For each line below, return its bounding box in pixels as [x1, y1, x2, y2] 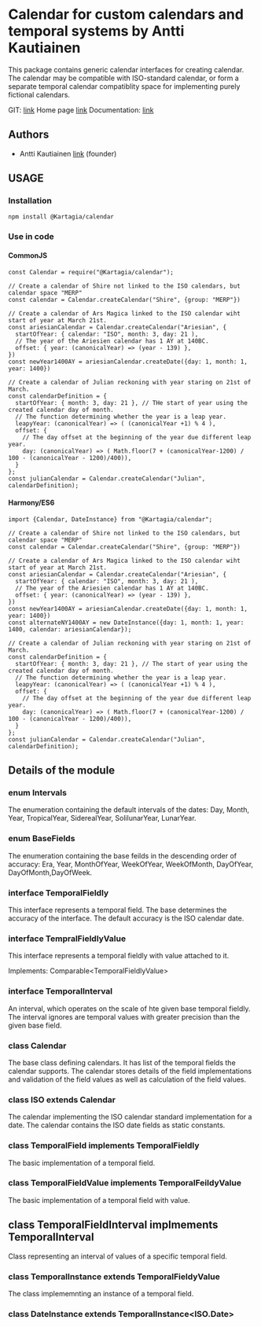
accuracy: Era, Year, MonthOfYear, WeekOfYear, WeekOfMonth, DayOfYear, [8, 859, 254, 869]
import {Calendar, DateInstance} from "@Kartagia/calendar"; [8, 515, 213, 524]
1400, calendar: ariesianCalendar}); [8, 625, 132, 634]
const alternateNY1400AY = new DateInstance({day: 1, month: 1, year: [8, 619, 244, 627]
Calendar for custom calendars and [8, 6, 244, 24]
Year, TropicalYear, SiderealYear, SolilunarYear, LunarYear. [8, 814, 197, 823]
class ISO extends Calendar [8, 1094, 116, 1105]
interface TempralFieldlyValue [8, 933, 127, 944]
